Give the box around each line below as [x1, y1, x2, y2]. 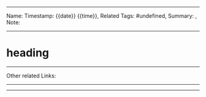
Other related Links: [6, 72, 56, 79]
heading [6, 46, 50, 60]
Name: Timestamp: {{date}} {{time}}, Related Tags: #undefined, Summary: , [6, 12, 197, 19]
